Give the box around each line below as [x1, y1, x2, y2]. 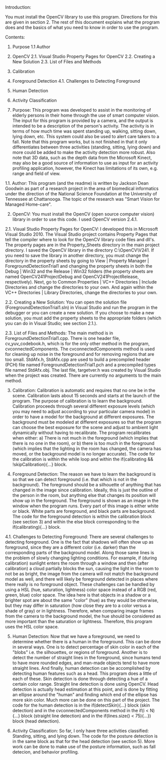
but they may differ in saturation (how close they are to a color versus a [5, 603, 151, 608]
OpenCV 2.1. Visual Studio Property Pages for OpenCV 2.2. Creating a [12, 53, 155, 59]
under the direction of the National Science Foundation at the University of [5, 191, 157, 196]
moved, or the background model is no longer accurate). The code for [12, 451, 155, 456]
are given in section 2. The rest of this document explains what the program [5, 19, 160, 25]
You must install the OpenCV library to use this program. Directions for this [5, 14, 158, 19]
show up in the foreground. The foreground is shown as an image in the [12, 498, 159, 503]
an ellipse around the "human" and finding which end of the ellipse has [12, 692, 158, 697]
